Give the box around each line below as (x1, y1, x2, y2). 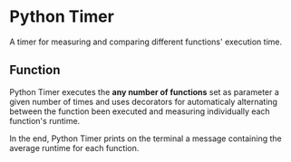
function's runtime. (9, 115, 81, 126)
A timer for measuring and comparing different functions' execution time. (9, 36, 283, 47)
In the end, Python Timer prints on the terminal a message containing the (9, 133, 283, 144)
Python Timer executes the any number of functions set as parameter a (9, 86, 279, 97)
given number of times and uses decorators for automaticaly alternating (9, 96, 278, 107)
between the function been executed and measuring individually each (9, 106, 270, 117)
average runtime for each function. (9, 142, 140, 153)
